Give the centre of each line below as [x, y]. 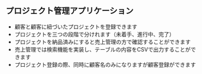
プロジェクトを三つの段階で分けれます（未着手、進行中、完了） [94, 34]
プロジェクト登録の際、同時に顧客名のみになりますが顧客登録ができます [105, 64]
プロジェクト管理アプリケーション [70, 11]
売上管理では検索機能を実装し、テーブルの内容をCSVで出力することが [103, 49]
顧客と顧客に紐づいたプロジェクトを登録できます [76, 27]
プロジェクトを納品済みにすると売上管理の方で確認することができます [103, 42]
